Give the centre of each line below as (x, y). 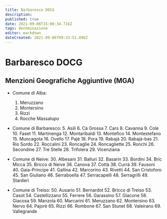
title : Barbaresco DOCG (30, 10)
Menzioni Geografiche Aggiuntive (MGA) (70, 81)
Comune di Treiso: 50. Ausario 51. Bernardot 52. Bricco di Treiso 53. (82, 190)
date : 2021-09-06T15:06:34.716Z (39, 24)
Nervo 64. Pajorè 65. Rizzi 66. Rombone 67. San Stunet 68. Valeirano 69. (87, 206)
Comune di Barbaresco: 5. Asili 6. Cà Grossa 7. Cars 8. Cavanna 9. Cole (85, 128)
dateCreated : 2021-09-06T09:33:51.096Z (47, 38)
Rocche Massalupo (39, 118)
